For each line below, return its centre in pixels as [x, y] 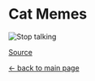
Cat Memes [48, 14]
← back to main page [44, 68]
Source [20, 52]
